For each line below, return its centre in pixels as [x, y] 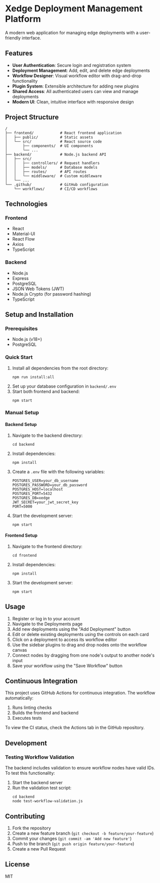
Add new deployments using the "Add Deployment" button [71, 629]
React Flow [24, 239]
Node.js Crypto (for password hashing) [52, 294]
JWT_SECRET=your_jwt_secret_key [45, 502]
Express [20, 278]
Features [19, 53]
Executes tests [27, 718]
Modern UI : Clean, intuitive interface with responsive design [73, 102]
